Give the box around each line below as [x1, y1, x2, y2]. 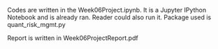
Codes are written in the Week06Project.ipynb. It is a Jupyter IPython [7, 6, 207, 14]
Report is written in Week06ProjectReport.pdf [7, 34, 138, 42]
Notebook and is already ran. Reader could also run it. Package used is [7, 13, 212, 21]
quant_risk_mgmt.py [7, 21, 66, 28]
